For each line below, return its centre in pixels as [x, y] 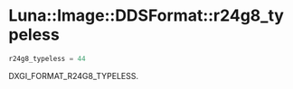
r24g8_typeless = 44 [47, 58]
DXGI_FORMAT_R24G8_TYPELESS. [74, 76]
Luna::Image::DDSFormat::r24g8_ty [146, 16]
